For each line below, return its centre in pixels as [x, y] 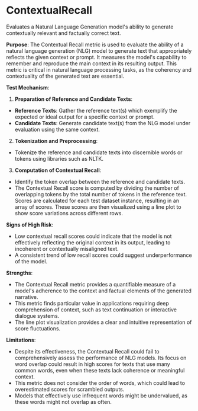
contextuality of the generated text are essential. [65, 76]
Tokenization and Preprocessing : [56, 141]
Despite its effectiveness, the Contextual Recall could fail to [87, 351]
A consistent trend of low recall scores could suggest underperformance [103, 255]
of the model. [31, 261]
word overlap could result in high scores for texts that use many [92, 364]
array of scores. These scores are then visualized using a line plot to [98, 207]
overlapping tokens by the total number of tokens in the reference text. [101, 194]
